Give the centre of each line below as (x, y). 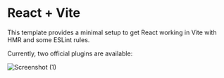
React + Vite (44, 13)
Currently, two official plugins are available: (70, 53)
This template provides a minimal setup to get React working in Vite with (112, 32)
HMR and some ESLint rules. (49, 39)
